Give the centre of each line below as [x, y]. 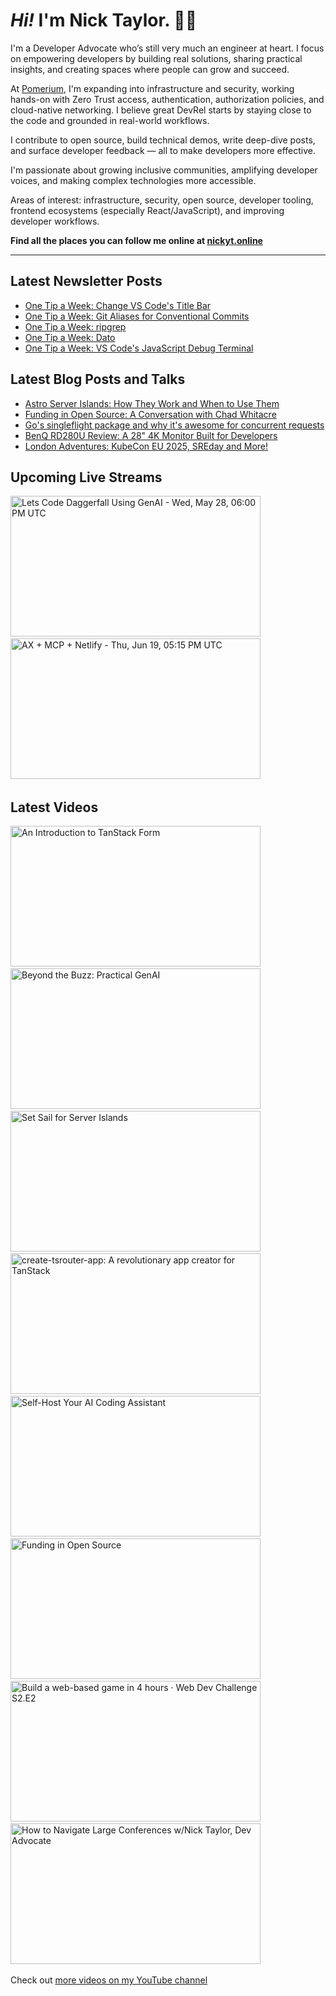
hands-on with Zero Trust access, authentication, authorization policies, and [167, 99]
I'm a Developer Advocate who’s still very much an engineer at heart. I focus [167, 48]
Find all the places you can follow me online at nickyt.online [136, 240]
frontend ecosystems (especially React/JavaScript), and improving [147, 210]
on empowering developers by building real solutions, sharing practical [156, 58]
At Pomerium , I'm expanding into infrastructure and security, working [152, 88]
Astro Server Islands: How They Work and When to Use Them [152, 403]
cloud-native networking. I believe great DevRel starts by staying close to [161, 110]
